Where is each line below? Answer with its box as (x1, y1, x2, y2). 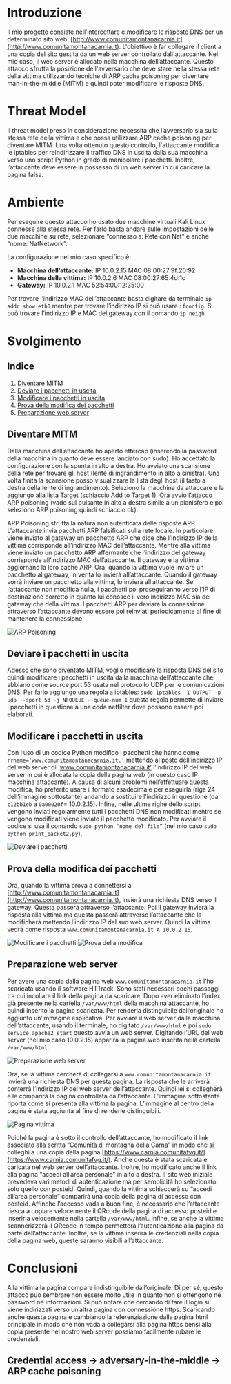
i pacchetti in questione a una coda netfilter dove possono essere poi (7, 703, 203, 711)
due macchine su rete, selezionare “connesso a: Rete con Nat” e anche (7, 232, 209, 240)
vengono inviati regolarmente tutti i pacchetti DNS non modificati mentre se (7, 807, 221, 816)
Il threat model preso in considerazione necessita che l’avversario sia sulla (7, 126, 219, 134)
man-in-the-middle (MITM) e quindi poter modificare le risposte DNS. (7, 79, 205, 87)
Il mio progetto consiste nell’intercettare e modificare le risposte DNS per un (7, 28, 223, 36)
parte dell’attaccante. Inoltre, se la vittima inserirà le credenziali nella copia (7, 1228, 219, 1237)
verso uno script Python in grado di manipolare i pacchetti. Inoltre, (7, 156, 195, 164)
